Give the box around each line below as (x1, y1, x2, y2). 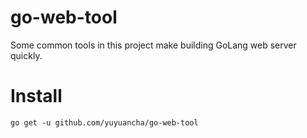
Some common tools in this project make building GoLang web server (10, 39, 297, 51)
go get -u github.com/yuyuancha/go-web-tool (10, 117, 199, 128)
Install (10, 85, 63, 108)
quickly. (10, 49, 43, 61)
